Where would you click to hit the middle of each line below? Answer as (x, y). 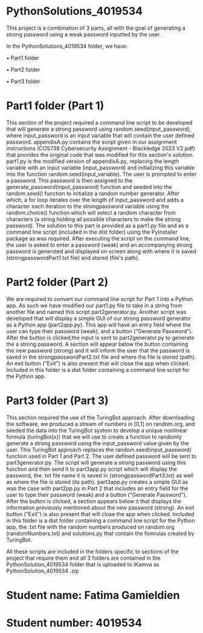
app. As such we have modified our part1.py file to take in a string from (94, 305)
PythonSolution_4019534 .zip (43, 571)
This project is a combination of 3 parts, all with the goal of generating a (96, 28)
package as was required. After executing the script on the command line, (98, 238)
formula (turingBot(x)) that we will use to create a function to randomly (94, 437)
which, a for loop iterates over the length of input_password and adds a (95, 200)
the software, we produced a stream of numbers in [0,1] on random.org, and (101, 424)
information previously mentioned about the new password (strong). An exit (100, 508)
